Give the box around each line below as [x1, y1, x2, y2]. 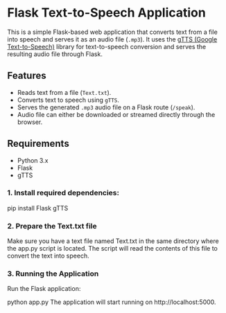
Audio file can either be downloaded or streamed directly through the [17, 110, 216, 118]
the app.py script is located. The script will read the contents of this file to [7, 244, 218, 253]
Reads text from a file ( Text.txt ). [17, 88, 112, 96]
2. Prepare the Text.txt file [7, 221, 97, 231]
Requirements [7, 138, 69, 150]
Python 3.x [17, 156, 49, 164]
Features [7, 70, 46, 82]
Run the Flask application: [7, 285, 81, 293]
